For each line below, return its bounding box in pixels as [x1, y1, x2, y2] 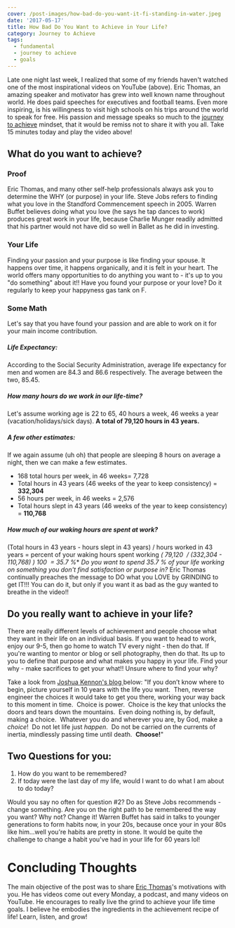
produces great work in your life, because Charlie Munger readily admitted [7, 215, 223, 224]
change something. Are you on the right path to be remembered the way [7, 805, 217, 813]
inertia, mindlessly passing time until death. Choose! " [7, 730, 164, 738]
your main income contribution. [7, 327, 98, 335]
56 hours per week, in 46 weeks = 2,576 [17, 494, 135, 503]
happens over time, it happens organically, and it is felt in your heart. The [7, 263, 219, 271]
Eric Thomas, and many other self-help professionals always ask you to [7, 185, 214, 193]
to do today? [17, 784, 54, 792]
